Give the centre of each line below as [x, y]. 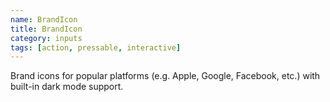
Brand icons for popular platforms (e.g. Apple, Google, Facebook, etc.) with [165, 76]
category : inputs [46, 38]
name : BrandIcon [44, 19]
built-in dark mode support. [67, 87]
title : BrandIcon [46, 29]
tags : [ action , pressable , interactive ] [96, 47]
